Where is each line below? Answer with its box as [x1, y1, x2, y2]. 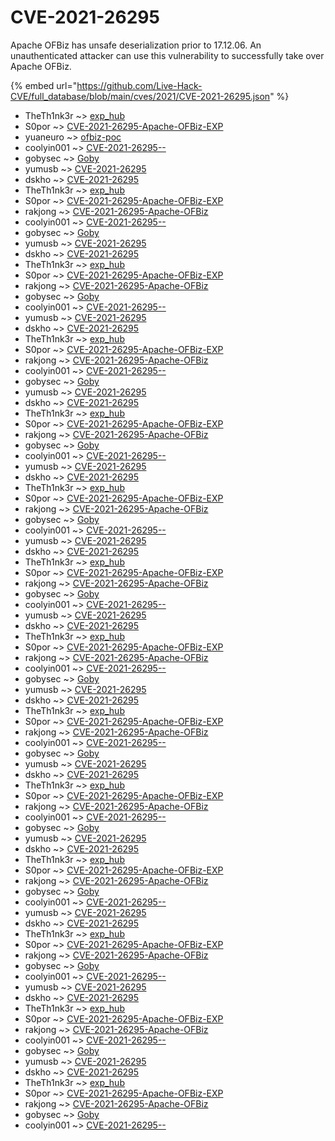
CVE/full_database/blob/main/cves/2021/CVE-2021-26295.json [10, 90, 271, 102]
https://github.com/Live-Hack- [76, 79, 203, 91]
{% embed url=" [10, 79, 78, 91]
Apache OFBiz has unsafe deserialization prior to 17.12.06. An [10, 39, 262, 51]
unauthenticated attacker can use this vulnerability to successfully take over [10, 49, 325, 61]
